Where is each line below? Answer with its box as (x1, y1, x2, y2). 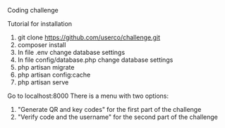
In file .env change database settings (17, 49, 126, 56)
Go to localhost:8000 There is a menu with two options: (7, 91, 169, 100)
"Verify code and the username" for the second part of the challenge (17, 113, 219, 121)
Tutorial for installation (7, 20, 73, 27)
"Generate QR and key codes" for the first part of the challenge (17, 105, 202, 113)
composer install (17, 41, 66, 49)
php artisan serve (17, 78, 69, 87)
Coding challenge (7, 6, 59, 14)
